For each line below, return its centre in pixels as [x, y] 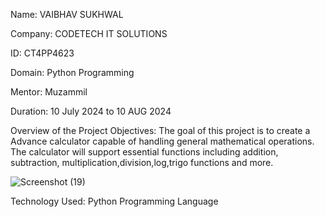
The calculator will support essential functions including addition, [144, 152]
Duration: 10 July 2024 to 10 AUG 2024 [91, 111]
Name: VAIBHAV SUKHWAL [67, 14]
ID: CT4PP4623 [42, 53]
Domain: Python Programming [72, 72]
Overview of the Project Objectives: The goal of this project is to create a [160, 130]
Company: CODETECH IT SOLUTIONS [89, 33]
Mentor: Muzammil [49, 92]
